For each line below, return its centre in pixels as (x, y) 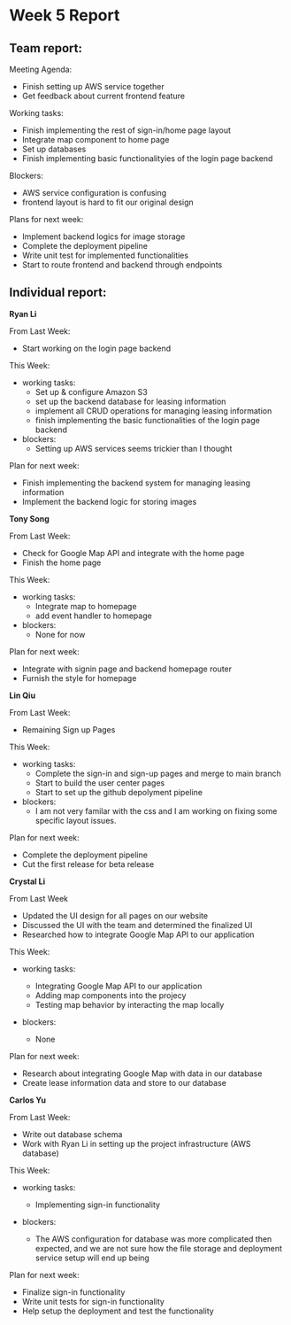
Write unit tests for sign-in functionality (93, 1301)
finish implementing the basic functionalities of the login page (148, 420)
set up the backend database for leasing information (130, 401)
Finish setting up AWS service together (93, 86)
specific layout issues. (76, 820)
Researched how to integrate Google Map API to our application (138, 934)
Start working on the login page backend (96, 348)
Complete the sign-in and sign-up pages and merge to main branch (158, 773)
